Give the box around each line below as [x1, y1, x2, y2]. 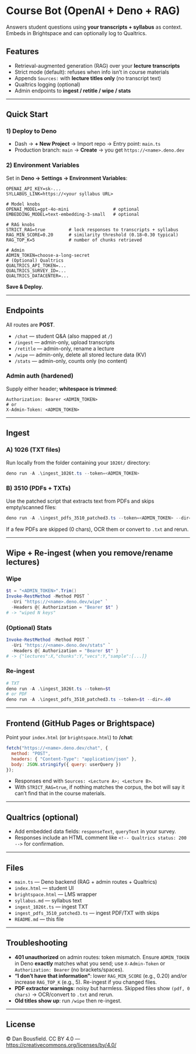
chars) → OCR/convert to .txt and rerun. [14, 991, 114, 998]
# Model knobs [6, 201, 41, 207]
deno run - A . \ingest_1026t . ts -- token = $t [6, 686, 111, 692]
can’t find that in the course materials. [14, 790, 106, 797]
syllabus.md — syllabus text [14, 897, 82, 904]
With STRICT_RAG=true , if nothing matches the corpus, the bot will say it [14, 784, 185, 791]
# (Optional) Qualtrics [6, 258, 64, 263]
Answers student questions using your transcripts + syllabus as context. [6, 23, 183, 30]
